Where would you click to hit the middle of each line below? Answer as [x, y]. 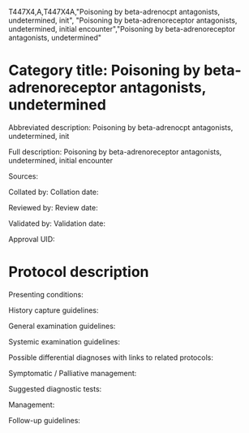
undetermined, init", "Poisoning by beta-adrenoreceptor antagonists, [123, 20]
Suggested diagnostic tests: [55, 388]
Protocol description [79, 272]
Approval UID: [32, 239]
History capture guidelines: [54, 310]
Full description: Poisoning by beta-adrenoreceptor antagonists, [115, 152]
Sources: [24, 176]
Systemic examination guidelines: [64, 341]
